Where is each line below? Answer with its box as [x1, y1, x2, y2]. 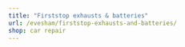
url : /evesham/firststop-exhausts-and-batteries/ [8, 19, 178, 27]
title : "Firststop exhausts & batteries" [8, 11, 149, 20]
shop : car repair [8, 26, 66, 34]
